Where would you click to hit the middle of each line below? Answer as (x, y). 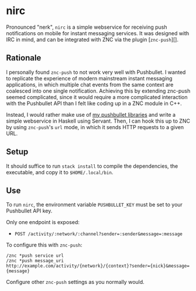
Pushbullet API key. (29, 211)
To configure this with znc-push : (44, 245)
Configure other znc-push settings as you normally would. (75, 282)
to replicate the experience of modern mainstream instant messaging (89, 78)
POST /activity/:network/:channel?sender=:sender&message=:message (98, 234)
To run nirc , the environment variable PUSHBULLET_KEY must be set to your (94, 205)
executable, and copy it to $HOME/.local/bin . (60, 172)
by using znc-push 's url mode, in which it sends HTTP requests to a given (95, 127)
